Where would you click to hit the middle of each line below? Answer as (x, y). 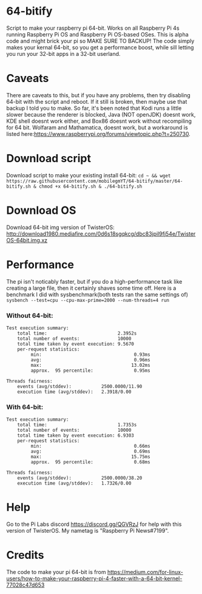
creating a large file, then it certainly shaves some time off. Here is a (91, 288)
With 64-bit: (25, 407)
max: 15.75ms (90, 457)
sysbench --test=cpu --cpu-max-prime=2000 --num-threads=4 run (88, 300)
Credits (25, 555)
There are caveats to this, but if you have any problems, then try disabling (99, 95)
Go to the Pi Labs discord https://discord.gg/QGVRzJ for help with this (94, 524)
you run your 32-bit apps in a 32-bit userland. (63, 53)
